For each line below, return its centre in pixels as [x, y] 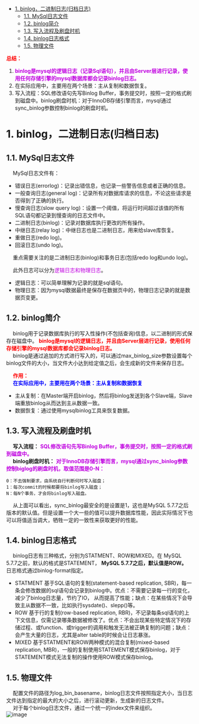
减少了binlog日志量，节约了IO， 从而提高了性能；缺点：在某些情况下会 [101, 598]
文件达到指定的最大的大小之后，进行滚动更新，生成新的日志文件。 [86, 700]
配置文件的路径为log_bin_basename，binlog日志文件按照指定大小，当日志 [103, 693]
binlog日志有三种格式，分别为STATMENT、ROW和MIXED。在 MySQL [97, 556]
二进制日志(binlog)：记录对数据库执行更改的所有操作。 [81, 223]
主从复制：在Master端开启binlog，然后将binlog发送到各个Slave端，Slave [103, 395]
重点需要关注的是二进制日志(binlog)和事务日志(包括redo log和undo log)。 [102, 257]
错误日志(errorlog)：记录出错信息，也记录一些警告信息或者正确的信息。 [102, 186]
